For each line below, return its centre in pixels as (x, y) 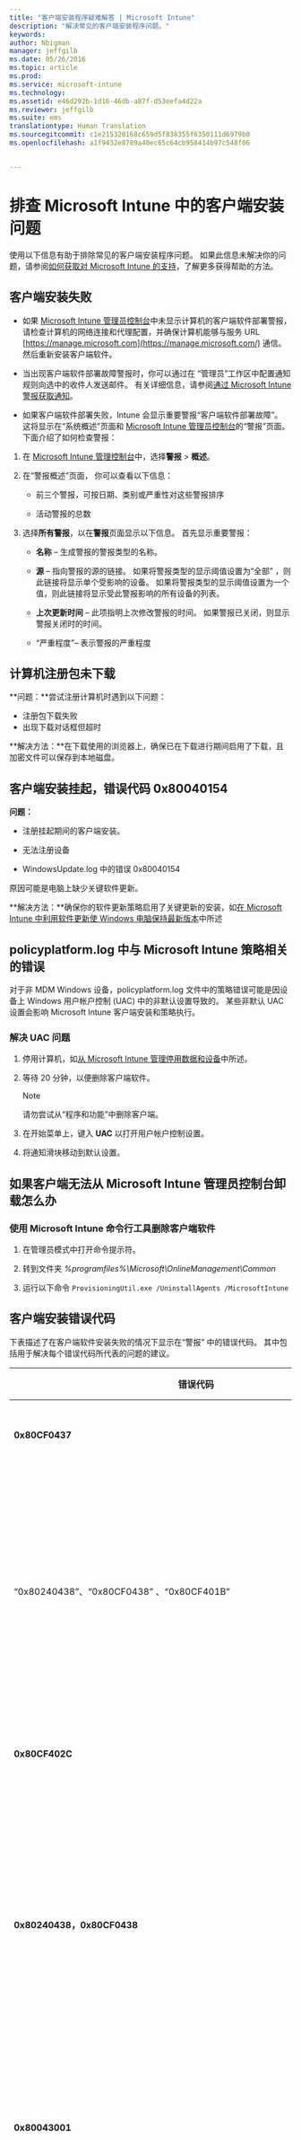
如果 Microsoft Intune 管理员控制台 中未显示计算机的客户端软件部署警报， (157, 321)
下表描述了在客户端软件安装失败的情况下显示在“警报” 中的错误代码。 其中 (145, 1342)
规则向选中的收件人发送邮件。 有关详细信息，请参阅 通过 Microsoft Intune (157, 384)
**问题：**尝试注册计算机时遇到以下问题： (88, 697)
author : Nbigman (39, 43)
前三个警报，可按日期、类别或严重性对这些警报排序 (130, 494)
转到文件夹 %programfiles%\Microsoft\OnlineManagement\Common (149, 1268)
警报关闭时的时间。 (71, 623)
